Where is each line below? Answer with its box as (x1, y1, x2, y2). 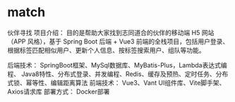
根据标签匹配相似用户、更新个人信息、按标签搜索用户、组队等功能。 (7, 46, 205, 54)
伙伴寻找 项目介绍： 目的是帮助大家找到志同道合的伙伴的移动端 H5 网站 (7, 28, 215, 37)
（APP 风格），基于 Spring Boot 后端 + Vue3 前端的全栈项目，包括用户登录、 (7, 37, 229, 46)
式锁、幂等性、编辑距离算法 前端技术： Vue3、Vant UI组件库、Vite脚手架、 (7, 78, 226, 87)
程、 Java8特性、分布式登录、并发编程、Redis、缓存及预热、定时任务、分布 (7, 70, 229, 78)
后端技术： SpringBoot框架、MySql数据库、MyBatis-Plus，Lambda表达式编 (7, 60, 227, 69)
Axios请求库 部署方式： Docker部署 (7, 87, 110, 96)
